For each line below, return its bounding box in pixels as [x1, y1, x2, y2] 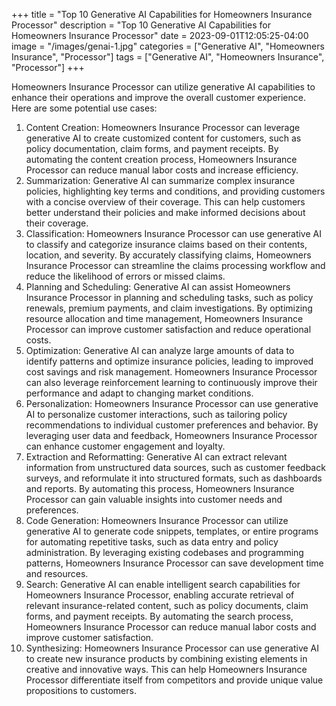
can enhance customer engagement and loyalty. [25, 440, 226, 452]
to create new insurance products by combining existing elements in [25, 653, 308, 664]
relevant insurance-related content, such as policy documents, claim [25, 600, 309, 611]
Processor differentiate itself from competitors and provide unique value [25, 674, 324, 686]
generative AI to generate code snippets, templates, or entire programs [25, 525, 319, 537]
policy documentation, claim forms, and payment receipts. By [25, 143, 279, 154]
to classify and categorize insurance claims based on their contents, [25, 239, 308, 250]
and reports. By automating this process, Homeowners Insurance [25, 483, 295, 494]
